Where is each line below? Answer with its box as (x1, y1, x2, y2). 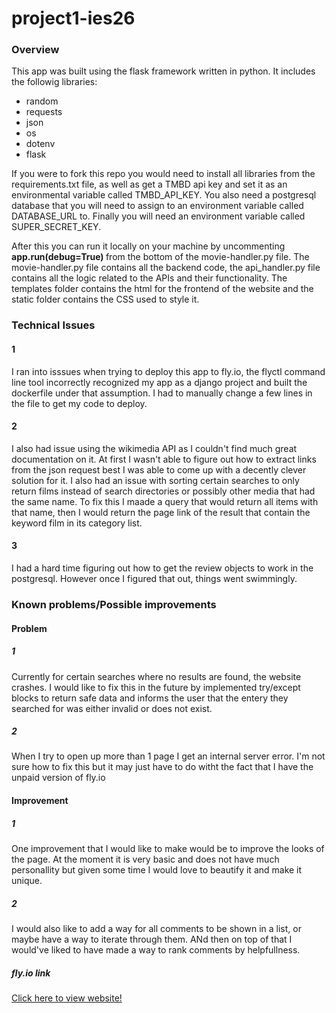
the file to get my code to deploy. (11, 397, 148, 409)
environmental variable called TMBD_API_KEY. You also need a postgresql (11, 189, 317, 201)
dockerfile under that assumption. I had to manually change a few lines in (11, 387, 313, 399)
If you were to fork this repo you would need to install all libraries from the (11, 168, 316, 180)
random (25, 95, 59, 107)
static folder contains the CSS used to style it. (11, 293, 200, 306)
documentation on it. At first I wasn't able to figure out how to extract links (11, 453, 317, 465)
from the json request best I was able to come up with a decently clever (11, 463, 307, 476)
